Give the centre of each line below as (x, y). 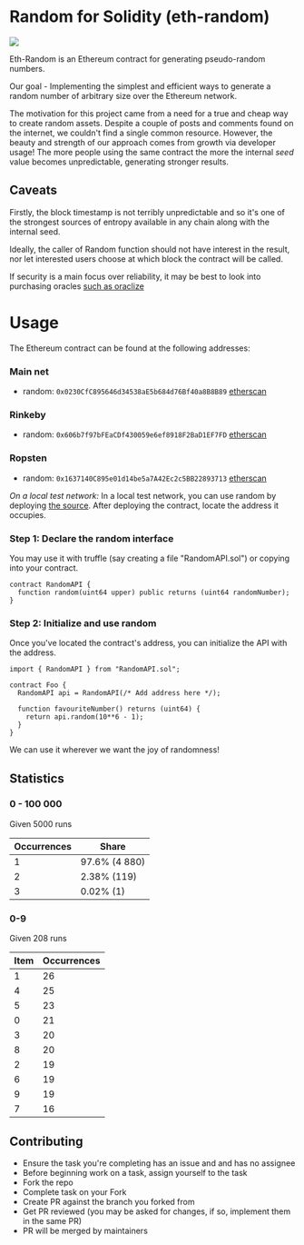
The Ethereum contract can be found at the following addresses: (130, 348)
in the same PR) (52, 1220)
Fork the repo (48, 1182)
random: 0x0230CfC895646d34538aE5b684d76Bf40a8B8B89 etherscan (145, 391)
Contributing (46, 1141)
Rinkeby (28, 414)
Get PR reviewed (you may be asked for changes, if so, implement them (157, 1211)
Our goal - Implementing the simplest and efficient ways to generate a (140, 86)
